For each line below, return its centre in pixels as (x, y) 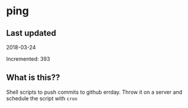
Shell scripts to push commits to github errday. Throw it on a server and (94, 92)
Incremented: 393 (28, 59)
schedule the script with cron (42, 98)
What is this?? (33, 78)
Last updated (31, 33)
